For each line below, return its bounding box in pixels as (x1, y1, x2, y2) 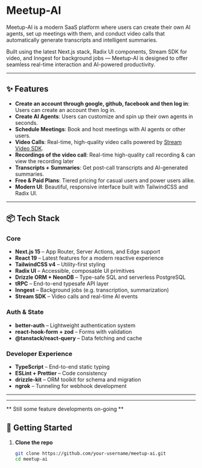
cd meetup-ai (14, 456, 48, 462)
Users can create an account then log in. (14, 106, 116, 113)
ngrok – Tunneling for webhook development (14, 382, 127, 390)
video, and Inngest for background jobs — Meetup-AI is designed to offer (6, 54, 188, 61)
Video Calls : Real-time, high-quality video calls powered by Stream (14, 138, 182, 145)
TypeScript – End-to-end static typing (14, 363, 110, 370)
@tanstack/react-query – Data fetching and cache (14, 334, 142, 342)
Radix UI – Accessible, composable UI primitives (14, 267, 135, 275)
